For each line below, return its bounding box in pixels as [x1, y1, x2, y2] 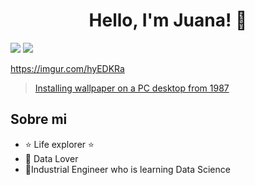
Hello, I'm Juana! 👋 [88, 9, 248, 32]
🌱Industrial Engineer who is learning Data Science [24, 163, 231, 175]
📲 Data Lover [24, 152, 79, 164]
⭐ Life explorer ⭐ [24, 138, 95, 150]
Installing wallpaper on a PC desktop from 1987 [34, 82, 230, 94]
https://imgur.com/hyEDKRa [10, 62, 125, 74]
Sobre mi [10, 111, 68, 128]
